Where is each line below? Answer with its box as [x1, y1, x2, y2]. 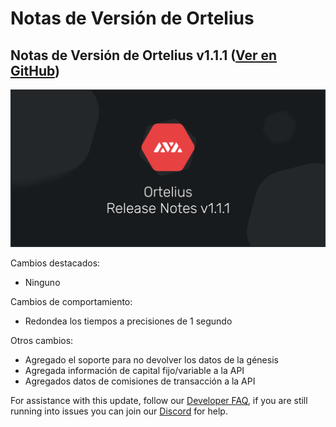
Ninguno [24, 277, 61, 288]
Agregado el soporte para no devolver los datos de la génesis [24, 354, 279, 366]
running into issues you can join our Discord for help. [10, 405, 228, 417]
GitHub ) [10, 62, 60, 79]
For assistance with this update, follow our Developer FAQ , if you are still [10, 395, 308, 406]
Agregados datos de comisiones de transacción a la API [24, 375, 256, 387]
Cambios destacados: [10, 257, 101, 269]
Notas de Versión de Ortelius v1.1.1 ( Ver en [10, 47, 278, 64]
